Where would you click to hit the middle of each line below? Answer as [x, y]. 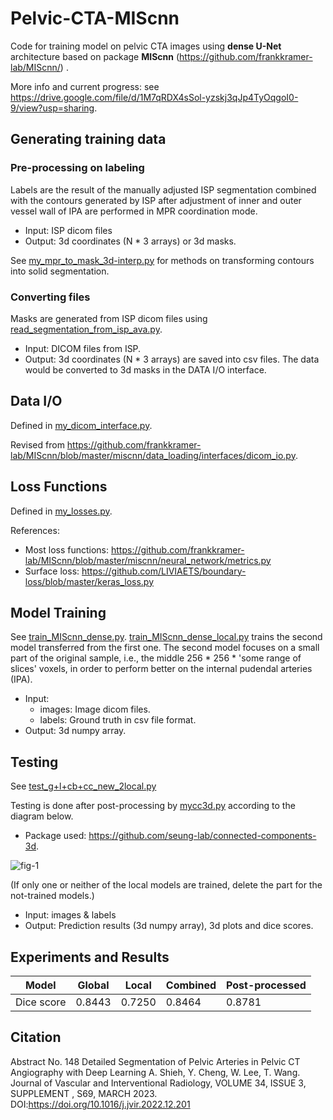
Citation [36, 1037]
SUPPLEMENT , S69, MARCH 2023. [84, 1093]
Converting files [50, 297]
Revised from [37, 444]
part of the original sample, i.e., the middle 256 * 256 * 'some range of [156, 658]
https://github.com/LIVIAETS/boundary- [164, 571]
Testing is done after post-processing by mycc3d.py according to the [153, 806]
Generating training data [88, 139]
